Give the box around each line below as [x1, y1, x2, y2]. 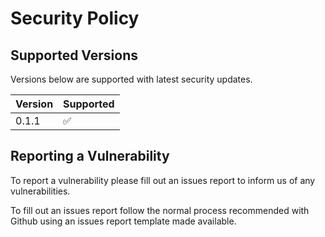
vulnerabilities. [10, 185, 71, 197]
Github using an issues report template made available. [10, 215, 237, 227]
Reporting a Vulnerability [10, 148, 170, 165]
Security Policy [10, 7, 140, 30]
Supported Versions [10, 47, 138, 64]
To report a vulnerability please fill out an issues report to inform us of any [10, 174, 316, 186]
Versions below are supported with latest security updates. [10, 73, 253, 85]
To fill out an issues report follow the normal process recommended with [10, 204, 310, 216]
